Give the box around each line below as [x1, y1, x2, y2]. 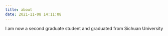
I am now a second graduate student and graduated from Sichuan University [5, 25, 163, 31]
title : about [5, 7, 33, 12]
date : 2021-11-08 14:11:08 [5, 12, 62, 17]
